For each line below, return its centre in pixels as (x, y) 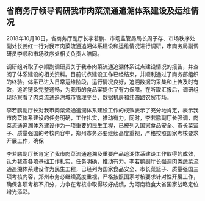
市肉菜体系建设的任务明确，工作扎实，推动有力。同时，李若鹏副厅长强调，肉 (103, 117)
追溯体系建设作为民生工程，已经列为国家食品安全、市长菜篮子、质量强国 (102, 169)
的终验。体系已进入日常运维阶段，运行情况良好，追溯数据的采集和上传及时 (100, 82)
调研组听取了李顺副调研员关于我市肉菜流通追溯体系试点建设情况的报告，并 (100, 67)
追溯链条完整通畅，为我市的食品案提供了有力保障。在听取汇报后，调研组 (108, 89)
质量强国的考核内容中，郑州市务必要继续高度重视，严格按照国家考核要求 (108, 133)
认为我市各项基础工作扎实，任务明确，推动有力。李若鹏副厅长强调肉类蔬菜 (100, 161)
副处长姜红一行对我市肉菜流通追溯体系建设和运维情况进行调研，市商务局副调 (103, 46)
